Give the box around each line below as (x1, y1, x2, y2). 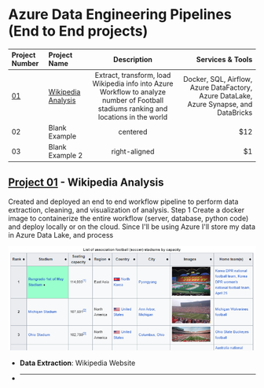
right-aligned (111, 146, 155, 156)
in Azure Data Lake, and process (8, 230, 114, 239)
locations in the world (97, 112, 168, 121)
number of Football (101, 95, 163, 105)
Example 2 (48, 151, 83, 161)
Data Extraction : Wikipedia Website (19, 358, 136, 368)
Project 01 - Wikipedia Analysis (8, 176, 164, 190)
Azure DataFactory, (189, 83, 253, 92)
